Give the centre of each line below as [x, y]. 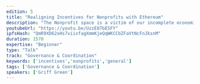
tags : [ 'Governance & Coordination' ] [53, 67]
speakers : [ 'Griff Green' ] [40, 72]
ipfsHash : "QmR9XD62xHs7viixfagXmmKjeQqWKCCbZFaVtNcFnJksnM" [84, 34]
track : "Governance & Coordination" [51, 56]
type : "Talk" [22, 50]
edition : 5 [20, 12]
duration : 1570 [25, 39]
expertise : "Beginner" [34, 45]
